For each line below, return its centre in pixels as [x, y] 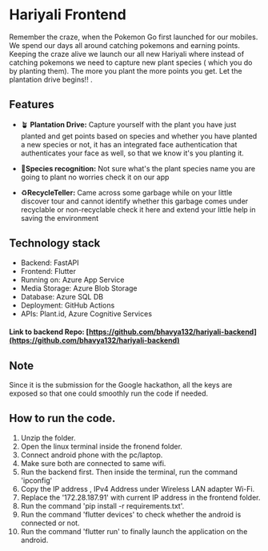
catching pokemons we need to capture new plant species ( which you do [131, 62]
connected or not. [50, 523]
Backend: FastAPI [50, 263]
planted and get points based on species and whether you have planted [139, 136]
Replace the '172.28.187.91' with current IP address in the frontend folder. [140, 497]
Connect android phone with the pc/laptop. [92, 455]
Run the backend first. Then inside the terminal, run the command [129, 472]
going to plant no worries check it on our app [95, 177]
